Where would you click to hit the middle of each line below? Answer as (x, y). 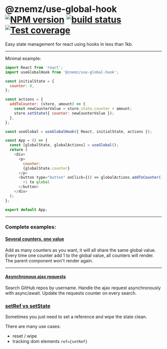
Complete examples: (31, 227)
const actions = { (24, 100)
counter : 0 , (22, 86)
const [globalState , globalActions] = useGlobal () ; (64, 145)
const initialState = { (30, 81)
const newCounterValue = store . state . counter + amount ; (73, 109)
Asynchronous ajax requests (36, 277)
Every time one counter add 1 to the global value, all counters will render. (80, 255)
